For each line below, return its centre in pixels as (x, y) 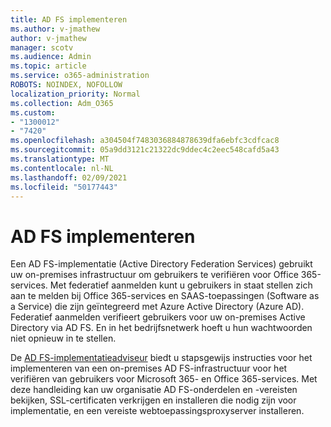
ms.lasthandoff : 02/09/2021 (69, 177)
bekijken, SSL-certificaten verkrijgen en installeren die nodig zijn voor (153, 400)
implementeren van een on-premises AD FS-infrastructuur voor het (149, 368)
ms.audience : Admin (51, 57)
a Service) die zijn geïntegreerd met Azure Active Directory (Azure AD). (157, 307)
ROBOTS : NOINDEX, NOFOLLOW (66, 85)
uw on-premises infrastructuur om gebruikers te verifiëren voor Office (154, 275)
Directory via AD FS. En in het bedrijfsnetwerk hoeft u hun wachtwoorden (161, 328)
